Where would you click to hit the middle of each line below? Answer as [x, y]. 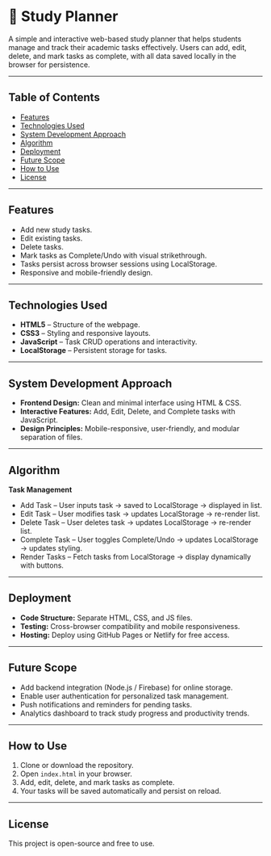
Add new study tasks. [56, 229]
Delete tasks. [42, 246]
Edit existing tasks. [51, 238]
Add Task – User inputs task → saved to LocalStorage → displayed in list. [141, 505]
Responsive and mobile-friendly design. [86, 272]
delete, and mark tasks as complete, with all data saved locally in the [122, 56]
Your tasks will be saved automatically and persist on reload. [121, 791]
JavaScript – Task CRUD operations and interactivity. [108, 342]
